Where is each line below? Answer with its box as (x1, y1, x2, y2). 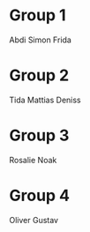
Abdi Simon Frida (9, 34, 72, 45)
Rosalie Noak (9, 154, 57, 165)
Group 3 (9, 125, 70, 146)
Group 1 (9, 5, 66, 26)
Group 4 (9, 186, 71, 206)
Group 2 (9, 65, 70, 86)
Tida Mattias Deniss (9, 94, 81, 105)
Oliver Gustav (9, 214, 59, 225)
